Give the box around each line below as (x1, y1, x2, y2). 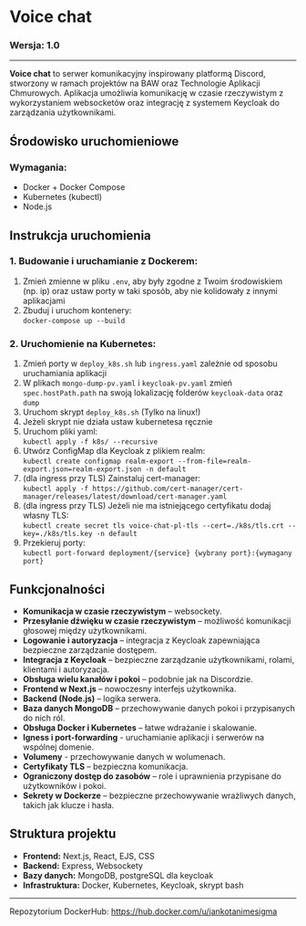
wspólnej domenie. (22, 742, 95, 752)
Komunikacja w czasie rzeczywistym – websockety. (22, 605, 222, 616)
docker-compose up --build (22, 316, 126, 325)
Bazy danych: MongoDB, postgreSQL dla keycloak (22, 869, 214, 880)
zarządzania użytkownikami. (9, 107, 117, 118)
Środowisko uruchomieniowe (9, 133, 179, 149)
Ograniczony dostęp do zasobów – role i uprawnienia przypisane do (22, 770, 282, 782)
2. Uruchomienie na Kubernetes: (9, 337, 157, 350)
